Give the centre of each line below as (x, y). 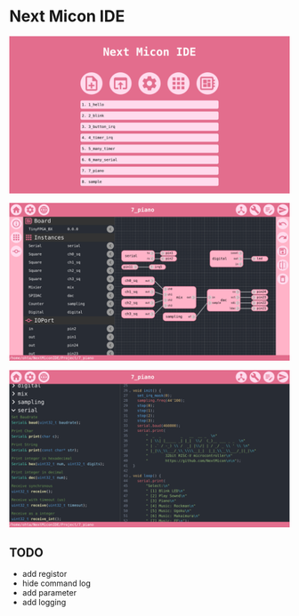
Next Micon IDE (67, 16)
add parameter (49, 593)
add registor (44, 574)
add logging (44, 603)
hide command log (57, 583)
